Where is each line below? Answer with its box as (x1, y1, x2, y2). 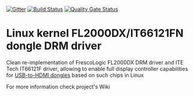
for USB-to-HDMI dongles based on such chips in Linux (6, 72, 144, 79)
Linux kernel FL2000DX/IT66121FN (6, 27, 184, 40)
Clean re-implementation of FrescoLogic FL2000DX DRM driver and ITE (6, 58, 184, 66)
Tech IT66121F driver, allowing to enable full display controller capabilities (6, 65, 188, 72)
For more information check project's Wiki (6, 83, 111, 90)
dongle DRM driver (6, 39, 102, 53)
